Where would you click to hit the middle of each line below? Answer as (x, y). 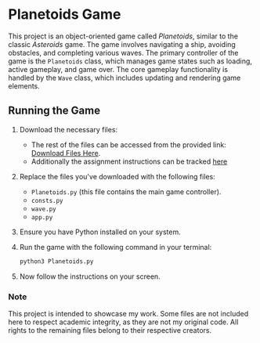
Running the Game (54, 111)
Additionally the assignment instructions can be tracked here (129, 161)
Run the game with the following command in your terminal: (116, 247)
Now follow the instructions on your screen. (90, 276)
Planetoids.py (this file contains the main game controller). (126, 191)
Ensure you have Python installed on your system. (100, 232)
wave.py (43, 209)
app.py (42, 217)
